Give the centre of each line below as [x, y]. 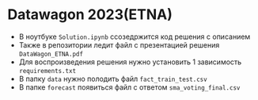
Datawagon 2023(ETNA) [90, 15]
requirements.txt [47, 71]
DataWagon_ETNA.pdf [51, 54]
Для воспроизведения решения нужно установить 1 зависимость [130, 62]
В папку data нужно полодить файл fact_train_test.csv [113, 79]
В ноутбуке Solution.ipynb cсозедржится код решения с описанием [135, 37]
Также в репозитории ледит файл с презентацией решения [119, 44]
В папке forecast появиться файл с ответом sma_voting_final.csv [129, 87]
